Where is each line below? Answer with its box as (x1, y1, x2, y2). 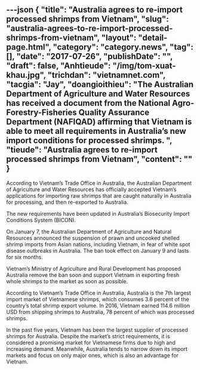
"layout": (101, 33, 137, 43)
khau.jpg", (6, 70, 46, 80)
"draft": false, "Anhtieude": (6, 61, 111, 71)
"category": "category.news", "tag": (53, 42, 194, 53)
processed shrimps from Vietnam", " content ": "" (6, 154, 193, 164)
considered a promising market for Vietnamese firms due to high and (6, 339, 176, 346)
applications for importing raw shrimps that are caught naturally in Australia (6, 192, 192, 199)
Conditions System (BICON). (6, 216, 76, 224)
